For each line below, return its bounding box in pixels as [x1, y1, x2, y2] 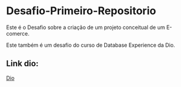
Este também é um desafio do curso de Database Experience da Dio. [6, 41, 176, 49]
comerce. [6, 30, 30, 37]
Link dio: [6, 59, 39, 69]
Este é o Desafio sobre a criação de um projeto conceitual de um [6, 24, 166, 31]
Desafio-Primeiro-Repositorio [6, 4, 157, 18]
